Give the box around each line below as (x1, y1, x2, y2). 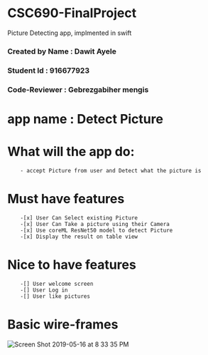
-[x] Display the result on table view (20, 233, 138, 240)
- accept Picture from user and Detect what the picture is (20, 167, 202, 174)
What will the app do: (7, 144, 135, 160)
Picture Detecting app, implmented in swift (7, 29, 132, 37)
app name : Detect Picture (7, 110, 163, 127)
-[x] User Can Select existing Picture (20, 214, 138, 222)
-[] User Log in (20, 287, 69, 294)
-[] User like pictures (20, 292, 91, 300)
